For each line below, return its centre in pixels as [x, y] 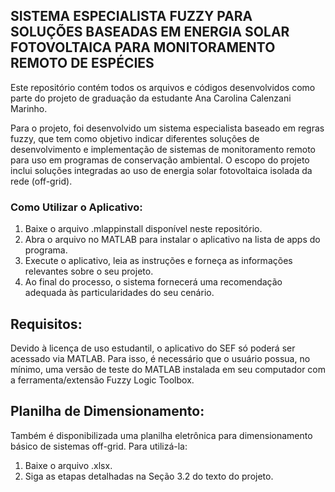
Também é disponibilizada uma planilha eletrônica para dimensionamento [161, 435]
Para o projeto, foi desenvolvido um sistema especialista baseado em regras [167, 128]
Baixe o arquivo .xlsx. [68, 465]
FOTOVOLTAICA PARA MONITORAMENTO [143, 47]
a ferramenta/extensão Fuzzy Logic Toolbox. [102, 380]
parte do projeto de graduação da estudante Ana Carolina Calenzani [151, 98]
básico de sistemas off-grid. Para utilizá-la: [99, 446]
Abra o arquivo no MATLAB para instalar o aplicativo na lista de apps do [172, 240]
